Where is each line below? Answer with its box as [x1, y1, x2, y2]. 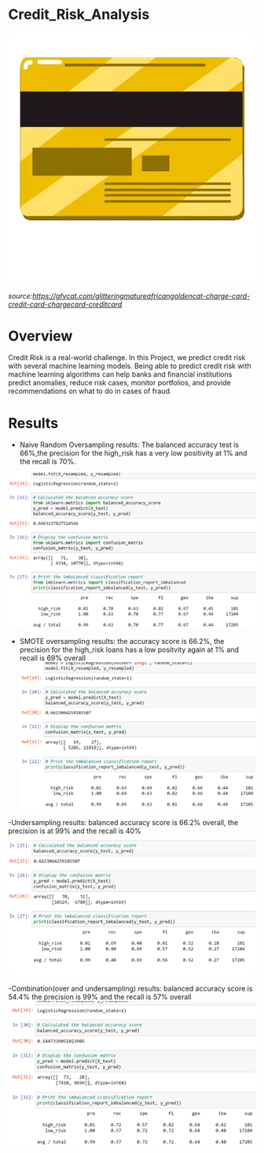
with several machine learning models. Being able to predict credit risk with [8, 361, 251, 371]
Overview [8, 327, 73, 344]
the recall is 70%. [19, 457, 76, 467]
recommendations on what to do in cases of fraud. [8, 386, 172, 396]
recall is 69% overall [19, 653, 86, 663]
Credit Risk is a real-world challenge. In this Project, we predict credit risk [8, 353, 246, 363]
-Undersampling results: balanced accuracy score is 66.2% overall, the [8, 818, 239, 828]
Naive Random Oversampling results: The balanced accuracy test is [19, 440, 240, 450]
